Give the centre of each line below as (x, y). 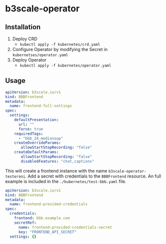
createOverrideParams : (38, 143)
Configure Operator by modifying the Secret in (60, 49)
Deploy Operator (29, 60)
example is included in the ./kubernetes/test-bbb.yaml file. (66, 181)
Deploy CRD (25, 39)
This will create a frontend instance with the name (56, 171)
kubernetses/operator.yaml (40, 55)
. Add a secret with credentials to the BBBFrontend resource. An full (93, 176)
